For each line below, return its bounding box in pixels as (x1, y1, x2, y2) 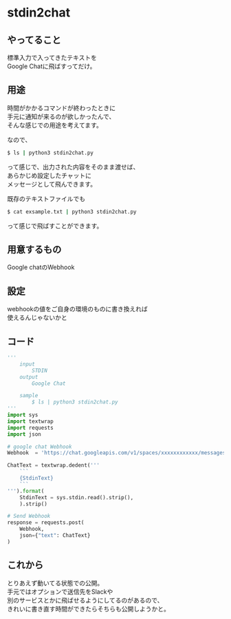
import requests (7, 424, 54, 431)
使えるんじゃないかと (7, 313, 67, 322)
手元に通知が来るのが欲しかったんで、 (7, 112, 115, 120)
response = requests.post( (7, 519, 85, 526)
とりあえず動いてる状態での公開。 (7, 578, 104, 587)
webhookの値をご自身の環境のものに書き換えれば (7, 305, 148, 313)
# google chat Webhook (7, 443, 72, 450)
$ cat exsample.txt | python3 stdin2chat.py (7, 208, 137, 215)
